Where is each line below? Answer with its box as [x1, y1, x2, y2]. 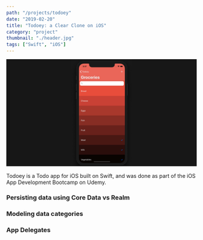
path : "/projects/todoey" [6, 10, 71, 16]
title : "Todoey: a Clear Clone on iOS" [6, 22, 107, 28]
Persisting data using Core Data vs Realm [6, 194, 130, 202]
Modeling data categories [6, 210, 83, 218]
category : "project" [6, 29, 59, 35]
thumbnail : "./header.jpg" [6, 35, 74, 42]
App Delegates [6, 226, 51, 235]
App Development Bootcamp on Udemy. [6, 178, 107, 186]
